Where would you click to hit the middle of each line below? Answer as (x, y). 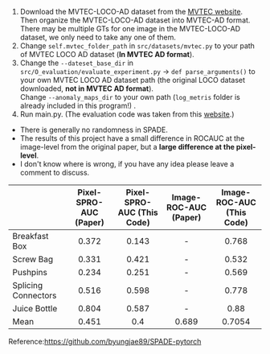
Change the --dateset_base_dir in (77, 63)
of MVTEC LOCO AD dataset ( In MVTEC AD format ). (107, 54)
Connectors (35, 295)
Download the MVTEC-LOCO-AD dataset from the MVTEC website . (131, 12)
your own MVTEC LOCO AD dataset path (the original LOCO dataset (133, 80)
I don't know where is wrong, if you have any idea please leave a (127, 164)
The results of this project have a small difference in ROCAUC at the (132, 138)
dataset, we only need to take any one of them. (98, 37)
